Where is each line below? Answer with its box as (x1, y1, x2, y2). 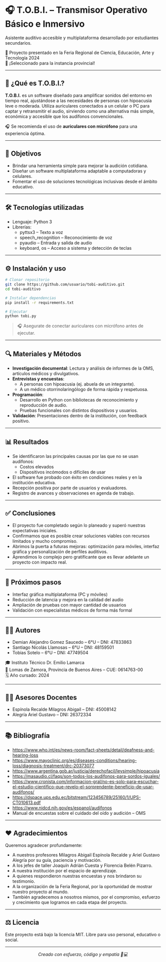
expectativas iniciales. (12, 527, 58, 533)
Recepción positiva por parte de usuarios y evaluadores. (12, 485, 127, 491)
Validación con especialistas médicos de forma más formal (12, 607, 132, 613)
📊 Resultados (5, 438, 49, 446)
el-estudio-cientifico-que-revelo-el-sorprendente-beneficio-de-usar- (12, 784, 154, 790)
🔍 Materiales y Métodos (5, 349, 82, 358)
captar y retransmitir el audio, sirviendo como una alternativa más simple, (5, 108, 155, 114)
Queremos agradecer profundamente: (5, 842, 83, 848)
